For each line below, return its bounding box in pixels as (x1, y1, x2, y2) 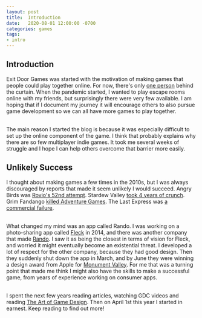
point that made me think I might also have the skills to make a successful (6, 267, 190, 274)
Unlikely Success (6, 163, 73, 173)
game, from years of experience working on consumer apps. (6, 273, 158, 281)
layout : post (6, 8, 39, 15)
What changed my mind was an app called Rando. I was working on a (6, 222, 180, 230)
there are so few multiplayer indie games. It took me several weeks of (6, 138, 180, 146)
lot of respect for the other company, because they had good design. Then (6, 248, 192, 255)
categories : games (6, 25, 53, 32)
